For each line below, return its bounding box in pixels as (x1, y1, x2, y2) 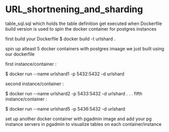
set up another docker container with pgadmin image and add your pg (5, 116, 152, 122)
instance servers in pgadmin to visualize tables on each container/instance (5, 121, 162, 127)
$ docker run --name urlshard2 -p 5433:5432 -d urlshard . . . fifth (5, 90, 143, 96)
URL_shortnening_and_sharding (5, 4, 143, 15)
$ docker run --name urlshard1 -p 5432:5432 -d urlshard (5, 70, 124, 77)
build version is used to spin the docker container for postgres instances (5, 25, 157, 32)
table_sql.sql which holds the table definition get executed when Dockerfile (5, 20, 162, 27)
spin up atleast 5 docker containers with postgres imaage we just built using (5, 45, 164, 51)
